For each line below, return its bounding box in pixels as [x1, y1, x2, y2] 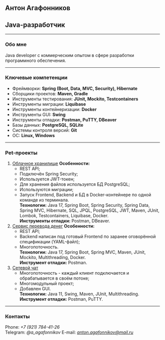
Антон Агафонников [5, 4, 71, 12]
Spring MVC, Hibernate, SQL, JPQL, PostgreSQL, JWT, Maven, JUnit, [19, 207, 160, 213]
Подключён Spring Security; [19, 171, 79, 177]
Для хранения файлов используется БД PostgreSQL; [19, 181, 130, 187]
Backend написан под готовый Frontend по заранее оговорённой [19, 233, 156, 240]
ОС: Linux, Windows [12, 132, 55, 138]
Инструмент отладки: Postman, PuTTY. [19, 296, 103, 302]
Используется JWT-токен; [19, 176, 75, 182]
